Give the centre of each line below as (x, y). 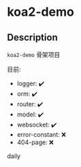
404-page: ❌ (35, 142)
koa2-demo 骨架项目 (34, 55)
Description (32, 37)
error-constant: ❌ (42, 134)
